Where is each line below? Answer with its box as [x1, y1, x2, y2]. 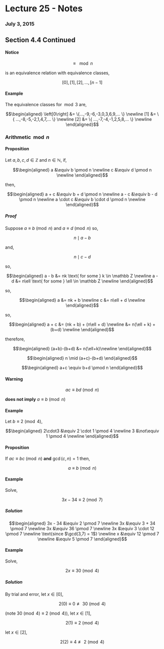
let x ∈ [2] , [5, 629, 28, 635]
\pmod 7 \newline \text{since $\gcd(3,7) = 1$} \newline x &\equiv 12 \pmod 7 [5, 531, 160, 536]
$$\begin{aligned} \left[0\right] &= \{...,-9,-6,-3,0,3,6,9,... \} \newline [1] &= [5, 111, 156, 117]
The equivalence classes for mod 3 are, [5, 101, 87, 107]
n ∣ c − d [73, 254, 91, 259]
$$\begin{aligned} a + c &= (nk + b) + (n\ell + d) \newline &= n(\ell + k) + [9, 321, 156, 327]
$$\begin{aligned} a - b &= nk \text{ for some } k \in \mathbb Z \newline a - [6, 273, 158, 279]
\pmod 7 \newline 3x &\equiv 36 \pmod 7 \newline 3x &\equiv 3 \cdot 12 [10, 525, 155, 531]
